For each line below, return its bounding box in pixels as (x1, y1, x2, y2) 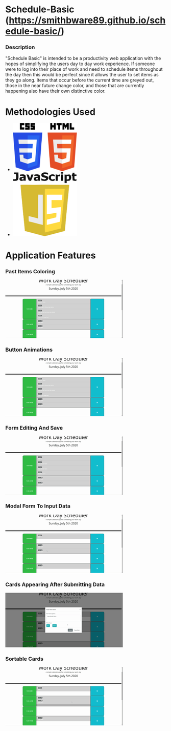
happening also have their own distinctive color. (5, 88, 106, 94)
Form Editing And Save (5, 424, 63, 432)
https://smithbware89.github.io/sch (9, 14, 166, 26)
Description (5, 44, 35, 51)
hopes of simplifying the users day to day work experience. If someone (5, 60, 155, 67)
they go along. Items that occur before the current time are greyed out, (5, 77, 154, 83)
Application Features (5, 250, 96, 261)
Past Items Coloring (5, 268, 55, 275)
